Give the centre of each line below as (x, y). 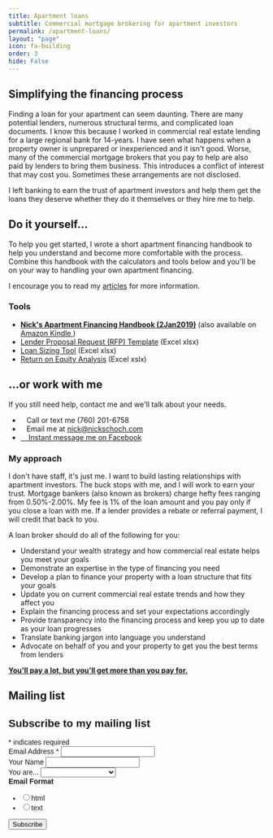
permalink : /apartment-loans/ (60, 31)
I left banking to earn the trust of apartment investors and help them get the (135, 190)
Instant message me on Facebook (85, 437)
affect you (37, 602)
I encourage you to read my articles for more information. (104, 286)
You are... (24, 773)
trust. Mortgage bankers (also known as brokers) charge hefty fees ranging (134, 493)
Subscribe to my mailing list (79, 723)
